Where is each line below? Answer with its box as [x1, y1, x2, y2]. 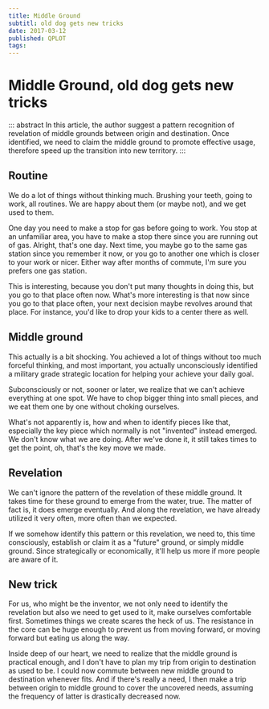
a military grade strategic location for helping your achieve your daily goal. [8, 369, 255, 378]
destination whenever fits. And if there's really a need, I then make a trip [8, 674, 247, 684]
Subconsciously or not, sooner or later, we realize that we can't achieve [8, 384, 245, 394]
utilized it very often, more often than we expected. [8, 513, 177, 523]
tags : [8, 42, 26, 50]
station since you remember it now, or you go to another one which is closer [8, 249, 260, 258]
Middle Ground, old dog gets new [8, 76, 234, 95]
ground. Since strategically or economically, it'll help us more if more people [8, 546, 260, 555]
